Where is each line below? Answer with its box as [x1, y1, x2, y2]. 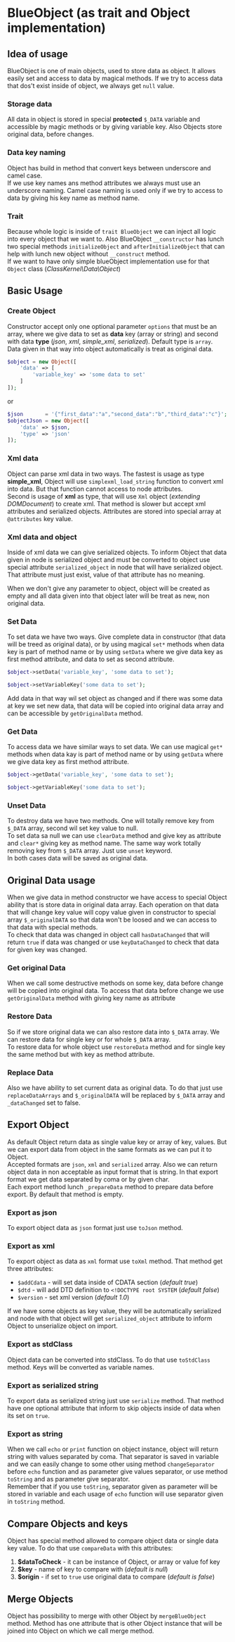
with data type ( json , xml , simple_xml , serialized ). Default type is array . [7, 337, 213, 346]
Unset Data [7, 801, 46, 810]
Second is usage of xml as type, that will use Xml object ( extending [7, 491, 201, 501]
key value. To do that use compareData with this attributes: [7, 1544, 173, 1553]
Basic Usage [7, 285, 63, 297]
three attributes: [7, 1265, 54, 1273]
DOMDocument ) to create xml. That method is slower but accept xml [7, 499, 206, 508]
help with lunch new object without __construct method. [7, 249, 170, 258]
